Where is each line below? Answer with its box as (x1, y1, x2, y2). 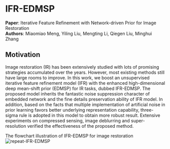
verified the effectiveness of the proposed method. (27, 123, 134, 129)
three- (140, 107, 154, 113)
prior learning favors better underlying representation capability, (5, 107, 140, 113)
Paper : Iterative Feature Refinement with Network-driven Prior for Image (5, 20, 156, 26)
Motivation (5, 51, 41, 59)
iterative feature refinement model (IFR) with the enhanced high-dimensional (5, 80, 165, 86)
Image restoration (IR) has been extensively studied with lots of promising (5, 64, 159, 70)
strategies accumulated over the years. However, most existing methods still (5, 69, 165, 75)
